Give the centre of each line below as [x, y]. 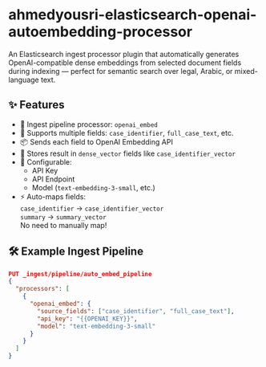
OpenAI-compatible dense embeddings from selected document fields [125, 63]
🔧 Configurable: [46, 161]
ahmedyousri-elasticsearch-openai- [133, 15]
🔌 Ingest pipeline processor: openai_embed [89, 124]
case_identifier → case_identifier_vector [92, 208]
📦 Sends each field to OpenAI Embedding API [97, 141]
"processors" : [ [42, 289]
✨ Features [36, 105]
